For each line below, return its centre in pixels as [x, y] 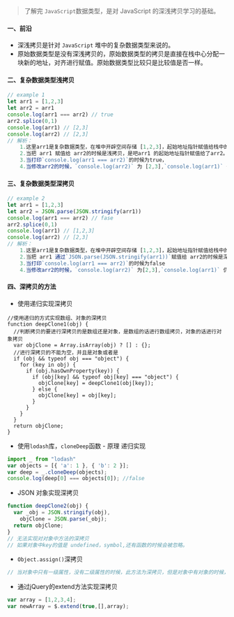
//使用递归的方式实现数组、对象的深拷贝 [57, 318]
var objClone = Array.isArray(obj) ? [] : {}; [82, 345]
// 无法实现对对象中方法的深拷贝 [48, 538]
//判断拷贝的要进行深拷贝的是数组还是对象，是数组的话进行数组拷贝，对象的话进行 [115, 331]
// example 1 [26, 95]
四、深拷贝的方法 [32, 286]
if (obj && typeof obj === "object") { [71, 358]
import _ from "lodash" [42, 459]
